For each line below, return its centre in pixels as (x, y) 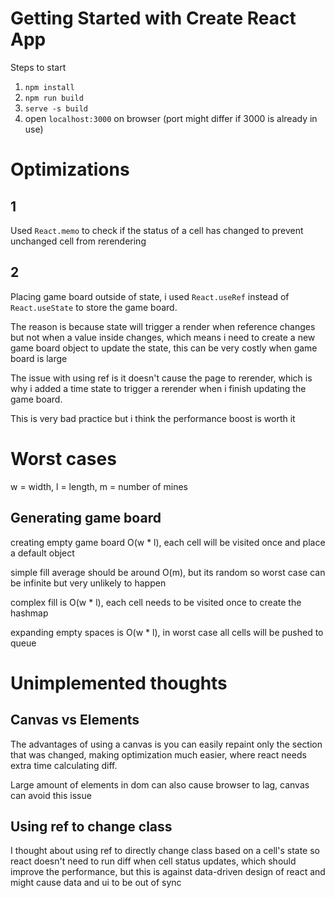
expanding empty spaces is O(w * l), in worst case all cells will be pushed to (167, 632)
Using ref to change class (91, 826)
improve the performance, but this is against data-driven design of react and (168, 872)
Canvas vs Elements (75, 720)
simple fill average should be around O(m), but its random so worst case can (168, 572)
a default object (42, 553)
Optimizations (70, 169)
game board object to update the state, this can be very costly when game (164, 348)
